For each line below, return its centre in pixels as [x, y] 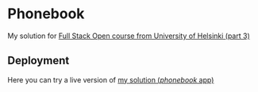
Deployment [39, 61]
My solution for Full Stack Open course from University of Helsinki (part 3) [129, 36]
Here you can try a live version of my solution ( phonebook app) [111, 79]
